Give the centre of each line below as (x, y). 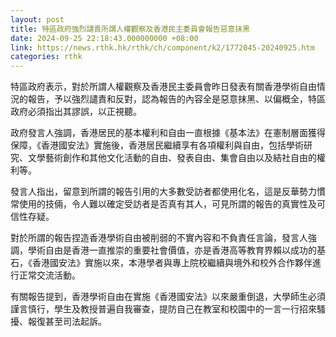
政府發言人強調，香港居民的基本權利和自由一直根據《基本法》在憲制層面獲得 (168, 133)
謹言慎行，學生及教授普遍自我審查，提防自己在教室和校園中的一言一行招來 (163, 309)
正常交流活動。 (49, 275)
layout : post (37, 19)
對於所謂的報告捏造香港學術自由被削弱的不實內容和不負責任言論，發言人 (159, 238)
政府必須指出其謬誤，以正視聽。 (76, 112)
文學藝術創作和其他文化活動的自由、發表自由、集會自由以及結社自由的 (172, 158)
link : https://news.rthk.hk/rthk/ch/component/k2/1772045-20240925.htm (162, 47)
